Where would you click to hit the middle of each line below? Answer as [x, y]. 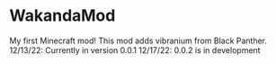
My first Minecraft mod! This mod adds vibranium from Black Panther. [138, 41]
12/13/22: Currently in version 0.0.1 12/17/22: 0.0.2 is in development [135, 50]
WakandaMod [62, 16]
